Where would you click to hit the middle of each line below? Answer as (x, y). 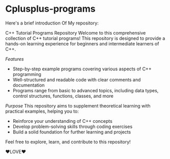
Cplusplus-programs (51, 9)
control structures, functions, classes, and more (63, 96)
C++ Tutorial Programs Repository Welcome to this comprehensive (76, 33)
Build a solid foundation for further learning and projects (72, 132)
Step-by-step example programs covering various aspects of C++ (82, 69)
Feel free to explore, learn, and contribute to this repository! (68, 142)
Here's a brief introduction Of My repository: (52, 23)
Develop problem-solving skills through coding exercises (72, 126)
